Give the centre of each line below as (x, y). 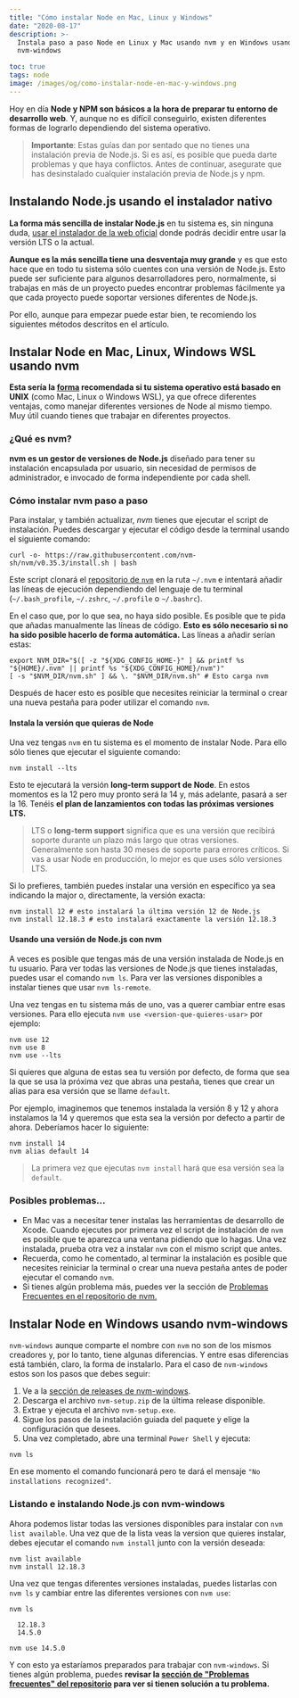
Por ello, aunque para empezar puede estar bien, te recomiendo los (133, 314)
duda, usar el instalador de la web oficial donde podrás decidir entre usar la (148, 232)
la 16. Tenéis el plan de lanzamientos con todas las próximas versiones (141, 804)
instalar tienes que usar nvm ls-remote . (80, 988)
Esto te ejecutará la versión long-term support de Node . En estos (130, 785)
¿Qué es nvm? (41, 439)
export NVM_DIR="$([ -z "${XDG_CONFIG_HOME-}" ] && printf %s (127, 660)
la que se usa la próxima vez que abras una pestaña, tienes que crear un (142, 1081)
